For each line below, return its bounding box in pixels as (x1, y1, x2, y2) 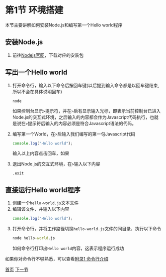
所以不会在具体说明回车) (12, 88, 62, 95)
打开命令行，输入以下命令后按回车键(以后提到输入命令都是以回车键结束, (12, 82, 159, 88)
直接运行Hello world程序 (5, 185, 81, 194)
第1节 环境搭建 (5, 4, 64, 16)
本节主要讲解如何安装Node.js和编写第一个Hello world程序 (5, 22, 123, 28)
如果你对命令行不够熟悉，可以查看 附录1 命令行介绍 (5, 256, 108, 262)
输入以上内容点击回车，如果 (12, 150, 70, 156)
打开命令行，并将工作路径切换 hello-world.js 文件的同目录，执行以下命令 (12, 226, 162, 232)
